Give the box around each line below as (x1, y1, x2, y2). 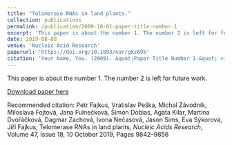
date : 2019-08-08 (7, 36, 57, 43)
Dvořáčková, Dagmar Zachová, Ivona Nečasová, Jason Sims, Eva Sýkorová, (7, 115, 223, 124)
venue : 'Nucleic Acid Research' (7, 42, 100, 49)
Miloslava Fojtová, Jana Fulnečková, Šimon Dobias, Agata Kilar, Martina (7, 108, 210, 116)
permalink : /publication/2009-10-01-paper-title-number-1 (7, 23, 177, 30)
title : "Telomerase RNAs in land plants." (7, 10, 131, 17)
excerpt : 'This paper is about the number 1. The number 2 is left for (7, 29, 217, 37)
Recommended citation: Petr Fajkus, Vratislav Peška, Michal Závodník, (7, 101, 207, 109)
